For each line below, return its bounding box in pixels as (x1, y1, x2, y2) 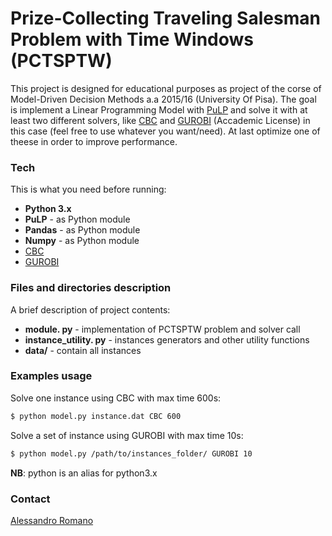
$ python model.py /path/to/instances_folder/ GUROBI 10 (10, 448, 253, 459)
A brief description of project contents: (10, 303, 171, 316)
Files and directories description (10, 281, 172, 295)
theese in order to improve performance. (10, 135, 178, 147)
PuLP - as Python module (24, 213, 131, 226)
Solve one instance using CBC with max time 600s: (10, 392, 222, 404)
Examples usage (10, 369, 93, 383)
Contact (10, 492, 51, 506)
